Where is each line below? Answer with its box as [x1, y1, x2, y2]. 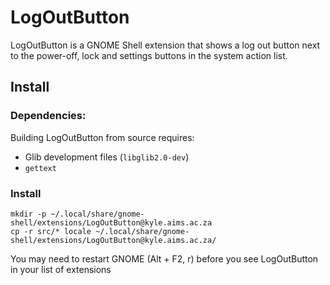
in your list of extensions [10, 263, 112, 275]
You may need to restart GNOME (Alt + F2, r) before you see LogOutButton [10, 252, 319, 265]
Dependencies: [10, 109, 87, 123]
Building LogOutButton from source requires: [10, 131, 195, 143]
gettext [24, 163, 57, 173]
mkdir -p [10, 209, 47, 219]
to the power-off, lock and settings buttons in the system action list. [10, 49, 288, 61]
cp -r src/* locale [10, 226, 92, 236]
